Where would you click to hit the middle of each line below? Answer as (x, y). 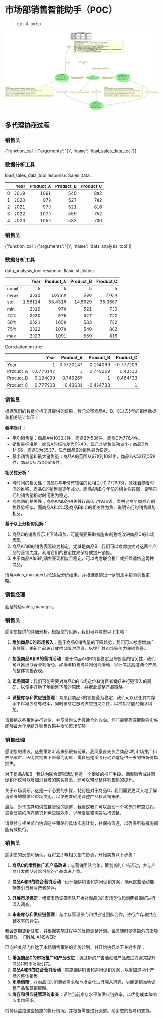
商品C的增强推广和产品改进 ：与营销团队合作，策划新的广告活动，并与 (82, 865)
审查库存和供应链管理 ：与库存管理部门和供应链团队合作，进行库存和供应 (84, 914)
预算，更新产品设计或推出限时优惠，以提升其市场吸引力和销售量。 (82, 648)
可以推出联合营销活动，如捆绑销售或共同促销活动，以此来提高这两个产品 (84, 665)
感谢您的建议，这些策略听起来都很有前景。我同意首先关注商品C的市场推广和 (81, 751)
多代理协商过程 (27, 125)
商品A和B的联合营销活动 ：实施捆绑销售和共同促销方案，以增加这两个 (81, 970)
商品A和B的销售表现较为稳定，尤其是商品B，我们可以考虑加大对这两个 (82, 546)
